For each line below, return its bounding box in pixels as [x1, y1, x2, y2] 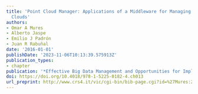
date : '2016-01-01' [6, 47, 54, 53]
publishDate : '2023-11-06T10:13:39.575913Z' [6, 52, 117, 58]
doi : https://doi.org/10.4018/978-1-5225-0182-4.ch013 [6, 74, 144, 79]
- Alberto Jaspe [6, 30, 46, 36]
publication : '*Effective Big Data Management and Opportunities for [6, 68, 181, 74]
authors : [6, 19, 28, 25]
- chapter [6, 62, 31, 69]
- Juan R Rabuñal [6, 41, 49, 47]
